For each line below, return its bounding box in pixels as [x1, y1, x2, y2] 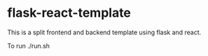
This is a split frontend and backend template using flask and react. [7, 28, 202, 36]
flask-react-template [7, 5, 132, 21]
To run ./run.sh [7, 41, 50, 50]
